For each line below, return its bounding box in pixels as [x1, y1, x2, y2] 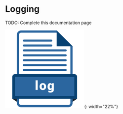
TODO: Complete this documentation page [5, 20, 92, 26]
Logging [5, 3, 40, 15]
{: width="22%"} [84, 103, 119, 109]
